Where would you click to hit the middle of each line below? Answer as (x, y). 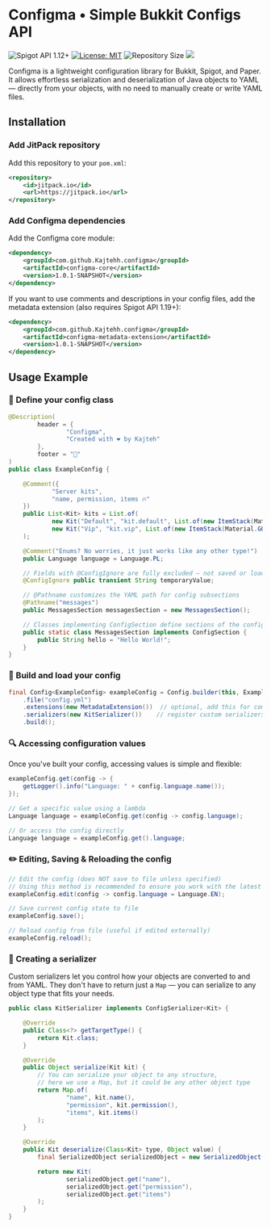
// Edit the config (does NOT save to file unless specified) (115, 879)
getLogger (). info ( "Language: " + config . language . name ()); (124, 786)
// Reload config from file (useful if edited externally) (110, 931)
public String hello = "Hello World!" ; (104, 639)
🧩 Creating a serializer (52, 958)
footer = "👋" (59, 455)
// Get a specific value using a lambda (77, 808)
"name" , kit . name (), (100, 1097)
